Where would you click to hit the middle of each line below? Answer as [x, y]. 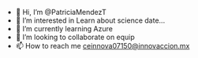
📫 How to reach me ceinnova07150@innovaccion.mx [103, 46]
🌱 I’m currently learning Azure [64, 29]
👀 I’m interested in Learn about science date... [90, 20]
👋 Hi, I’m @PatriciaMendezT [61, 12]
